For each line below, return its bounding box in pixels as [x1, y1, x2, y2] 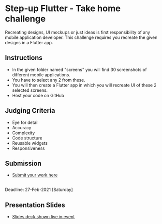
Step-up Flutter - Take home [5, 3, 121, 14]
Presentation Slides [5, 201, 65, 209]
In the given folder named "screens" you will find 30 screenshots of [12, 67, 147, 72]
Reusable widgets [12, 140, 48, 146]
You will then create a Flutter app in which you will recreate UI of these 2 [12, 82, 157, 88]
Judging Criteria [5, 106, 56, 115]
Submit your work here [12, 172, 58, 178]
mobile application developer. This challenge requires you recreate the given [5, 34, 158, 40]
